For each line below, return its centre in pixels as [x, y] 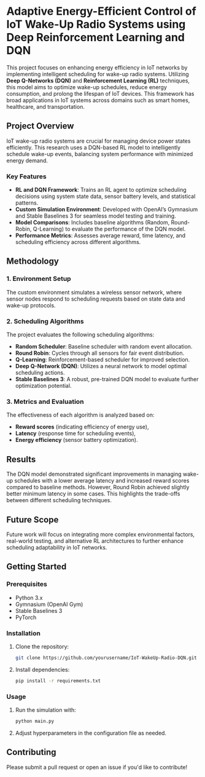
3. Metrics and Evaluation [45, 401]
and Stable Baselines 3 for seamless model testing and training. [95, 216]
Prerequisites [27, 584]
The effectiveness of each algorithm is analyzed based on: [80, 415]
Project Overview [40, 126]
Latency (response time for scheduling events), [75, 433]
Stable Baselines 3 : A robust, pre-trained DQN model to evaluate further [107, 379]
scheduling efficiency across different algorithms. [78, 242]
